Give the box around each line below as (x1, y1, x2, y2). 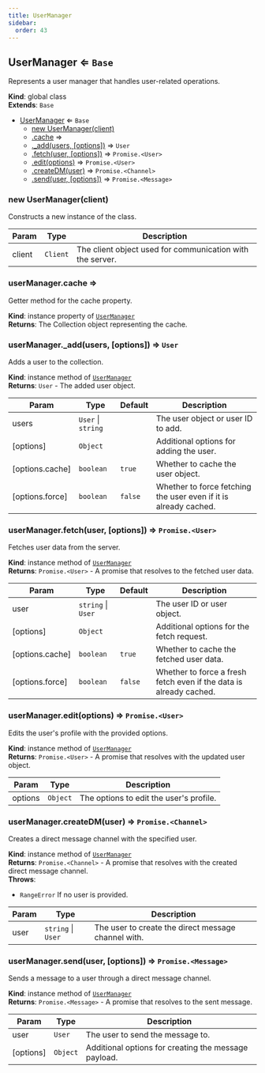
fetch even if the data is (155, 677, 243, 688)
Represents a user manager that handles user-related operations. (8, 77, 221, 86)
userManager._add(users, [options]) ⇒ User (8, 339, 179, 350)
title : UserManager (8, 11, 73, 20)
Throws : (8, 875, 36, 884)
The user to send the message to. (85, 1030, 211, 1041)
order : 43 (15, 26, 47, 34)
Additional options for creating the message (85, 1042, 248, 1053)
